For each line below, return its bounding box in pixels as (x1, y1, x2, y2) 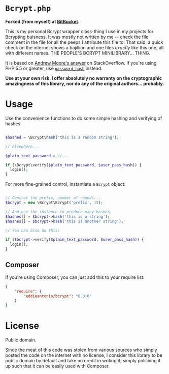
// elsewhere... (5, 144, 40, 149)
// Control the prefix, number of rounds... (5, 195, 101, 200)
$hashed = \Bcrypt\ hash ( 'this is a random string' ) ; (5, 135, 119, 140)
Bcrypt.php (5, 4, 51, 13)
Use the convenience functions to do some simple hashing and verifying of (5, 115, 162, 121)
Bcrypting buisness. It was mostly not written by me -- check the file (5, 34, 149, 40)
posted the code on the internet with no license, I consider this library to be (5, 352, 162, 358)
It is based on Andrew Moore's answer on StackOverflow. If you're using (5, 60, 157, 66)
